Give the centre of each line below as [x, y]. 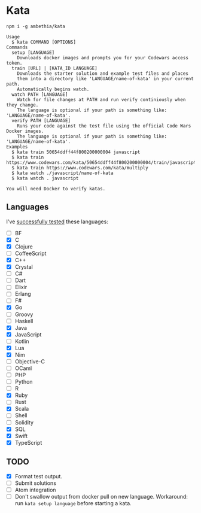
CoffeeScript [31, 253]
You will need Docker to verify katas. [56, 189]
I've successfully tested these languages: [57, 221]
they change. [22, 105]
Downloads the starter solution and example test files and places [103, 73]
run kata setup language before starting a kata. [73, 503]
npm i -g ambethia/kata [36, 26]
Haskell [24, 321]
